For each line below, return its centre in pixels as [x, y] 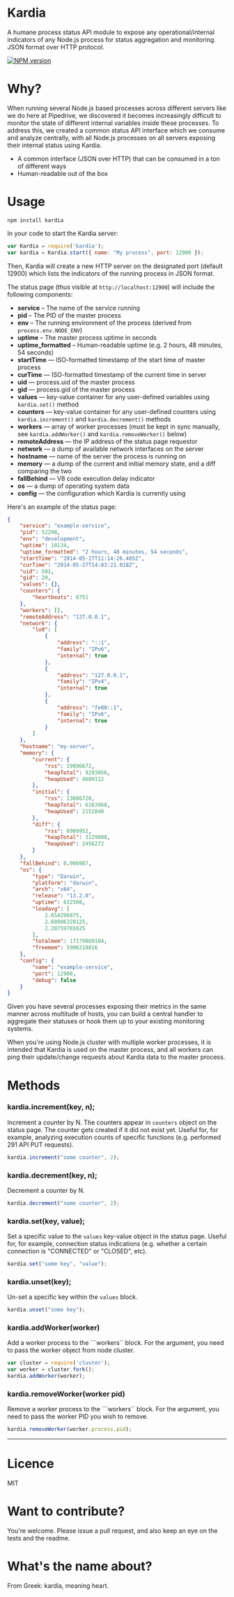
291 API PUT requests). [41, 1144]
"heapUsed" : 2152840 [74, 811]
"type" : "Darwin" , [59, 876]
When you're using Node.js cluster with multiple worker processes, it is [109, 1042]
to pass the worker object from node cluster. [71, 1350]
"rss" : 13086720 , [70, 798]
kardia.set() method [48, 404]
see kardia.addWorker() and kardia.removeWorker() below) [102, 433]
